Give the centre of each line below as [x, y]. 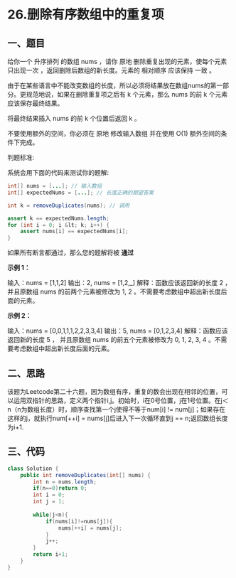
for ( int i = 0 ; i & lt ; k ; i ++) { [59, 225]
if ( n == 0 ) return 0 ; [60, 488]
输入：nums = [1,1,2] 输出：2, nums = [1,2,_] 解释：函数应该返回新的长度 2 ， [119, 283]
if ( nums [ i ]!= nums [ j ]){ [79, 521]
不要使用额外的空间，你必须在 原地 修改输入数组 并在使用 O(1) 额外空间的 [114, 133]
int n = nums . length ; [65, 482]
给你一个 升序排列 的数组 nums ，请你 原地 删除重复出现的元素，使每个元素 [117, 61]
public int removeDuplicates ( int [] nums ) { [86, 475]
